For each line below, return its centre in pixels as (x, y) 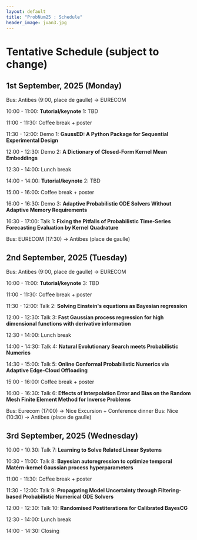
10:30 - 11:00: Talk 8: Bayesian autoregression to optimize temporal (89, 461)
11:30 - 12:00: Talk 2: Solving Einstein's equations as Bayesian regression (97, 306)
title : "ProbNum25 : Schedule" (44, 17)
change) (27, 64)
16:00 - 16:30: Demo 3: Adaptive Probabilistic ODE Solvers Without (89, 204)
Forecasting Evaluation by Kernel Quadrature (62, 228)
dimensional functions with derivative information (69, 324)
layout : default (26, 11)
